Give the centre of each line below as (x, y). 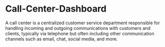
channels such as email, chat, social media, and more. (61, 39)
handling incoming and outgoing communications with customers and (78, 28)
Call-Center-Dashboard (56, 9)
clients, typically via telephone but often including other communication (80, 33)
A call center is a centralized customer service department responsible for (83, 23)
